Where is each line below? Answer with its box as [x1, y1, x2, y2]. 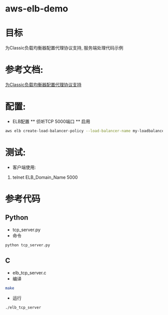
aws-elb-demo [5, 3, 68, 14]
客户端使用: [12, 164, 36, 170]
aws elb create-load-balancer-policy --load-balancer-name [5, 128, 131, 133]
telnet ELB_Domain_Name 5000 [12, 174, 78, 180]
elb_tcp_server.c [12, 270, 46, 276]
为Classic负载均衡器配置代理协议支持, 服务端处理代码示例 [5, 45, 123, 51]
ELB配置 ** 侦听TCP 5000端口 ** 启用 [12, 118, 90, 124]
